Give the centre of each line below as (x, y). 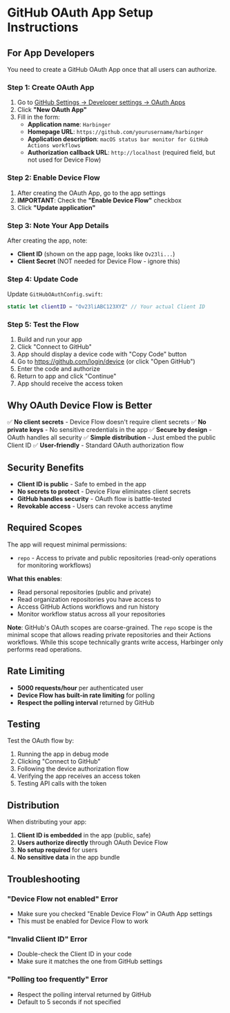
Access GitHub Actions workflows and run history (88, 607)
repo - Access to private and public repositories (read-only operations (117, 558)
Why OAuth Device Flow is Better (80, 405)
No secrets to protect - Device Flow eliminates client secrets (104, 491)
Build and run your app (50, 339)
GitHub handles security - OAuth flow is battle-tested (94, 498)
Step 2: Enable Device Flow (54, 178)
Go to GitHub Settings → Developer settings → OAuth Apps (101, 102)
